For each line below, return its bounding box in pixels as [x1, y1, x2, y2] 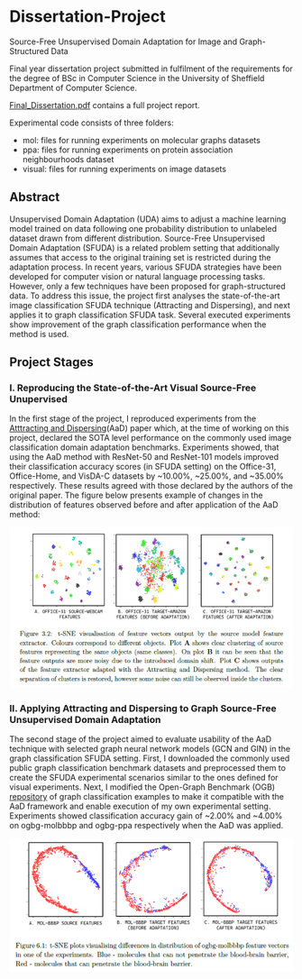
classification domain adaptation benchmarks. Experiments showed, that [9, 442, 279, 453]
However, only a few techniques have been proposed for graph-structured [9, 280, 286, 291]
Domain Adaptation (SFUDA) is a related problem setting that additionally [9, 242, 280, 253]
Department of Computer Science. [9, 82, 138, 93]
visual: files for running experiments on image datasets [22, 163, 227, 174]
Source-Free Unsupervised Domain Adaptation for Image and [9, 36, 237, 47]
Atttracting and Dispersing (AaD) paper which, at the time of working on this [9, 423, 290, 434]
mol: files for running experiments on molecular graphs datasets [22, 134, 261, 145]
